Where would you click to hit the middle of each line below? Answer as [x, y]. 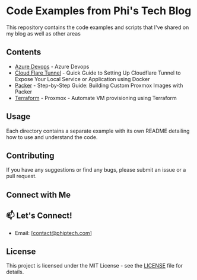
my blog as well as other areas [44, 33]
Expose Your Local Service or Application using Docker [82, 79]
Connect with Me [39, 194]
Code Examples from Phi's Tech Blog [99, 11]
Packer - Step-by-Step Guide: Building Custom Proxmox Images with [99, 85]
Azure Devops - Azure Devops [52, 66]
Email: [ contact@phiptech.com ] [53, 233]
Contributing [30, 155]
